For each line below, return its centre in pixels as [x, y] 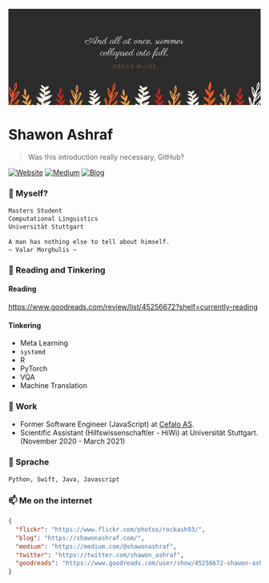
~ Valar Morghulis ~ [43, 249]
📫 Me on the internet [50, 500]
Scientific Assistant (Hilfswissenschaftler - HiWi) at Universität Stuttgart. [139, 432]
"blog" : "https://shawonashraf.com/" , [80, 538]
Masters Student [35, 211]
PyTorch [34, 369]
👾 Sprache [29, 462]
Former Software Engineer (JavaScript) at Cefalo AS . [107, 424]
